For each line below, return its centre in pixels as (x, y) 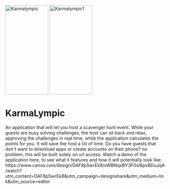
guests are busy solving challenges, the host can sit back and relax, (76, 132)
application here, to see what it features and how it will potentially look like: (84, 159)
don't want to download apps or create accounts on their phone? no (76, 149)
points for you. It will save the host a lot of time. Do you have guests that (81, 143)
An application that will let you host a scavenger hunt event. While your (79, 127)
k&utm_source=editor (28, 181)
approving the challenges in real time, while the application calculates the (82, 138)
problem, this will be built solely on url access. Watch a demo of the (76, 154)
